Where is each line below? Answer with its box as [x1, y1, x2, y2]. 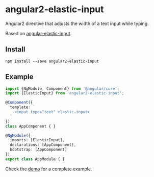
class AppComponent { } [5, 123, 56, 129]
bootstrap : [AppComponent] [10, 147, 67, 153]
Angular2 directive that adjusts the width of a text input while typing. [5, 20, 149, 27]
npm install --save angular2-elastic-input [5, 59, 99, 64]
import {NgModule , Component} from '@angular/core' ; [5, 86, 120, 91]
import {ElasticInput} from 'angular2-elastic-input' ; [5, 91, 124, 96]
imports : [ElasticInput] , [10, 138, 65, 143]
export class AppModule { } [5, 157, 65, 162]
